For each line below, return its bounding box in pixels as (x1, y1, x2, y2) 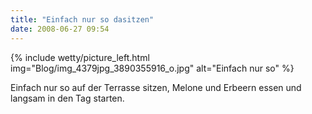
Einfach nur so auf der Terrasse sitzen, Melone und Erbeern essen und (10, 81, 302, 93)
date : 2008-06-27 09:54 (10, 24, 110, 34)
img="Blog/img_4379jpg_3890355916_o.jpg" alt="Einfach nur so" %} (10, 62, 295, 74)
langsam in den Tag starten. (10, 92, 125, 104)
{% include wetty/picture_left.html (10, 51, 150, 63)
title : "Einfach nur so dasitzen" (10, 14, 155, 25)
